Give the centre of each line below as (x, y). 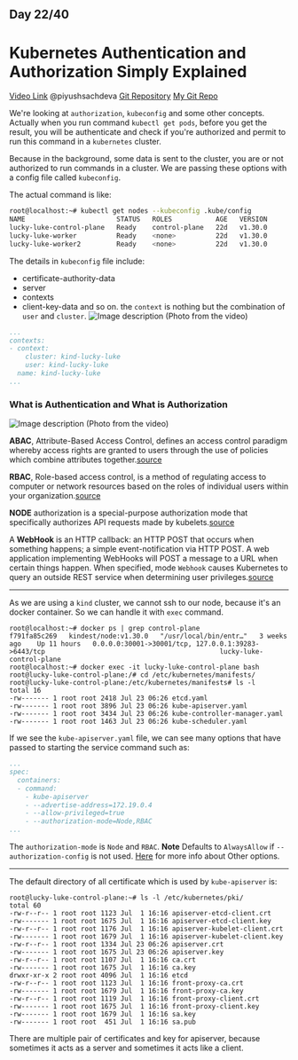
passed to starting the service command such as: (100, 748)
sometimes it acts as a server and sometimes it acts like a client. (126, 1048)
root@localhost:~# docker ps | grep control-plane (105, 629)
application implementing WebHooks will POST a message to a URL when (144, 559)
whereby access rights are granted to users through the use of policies (139, 451)
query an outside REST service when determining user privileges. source (141, 577)
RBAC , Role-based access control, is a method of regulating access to (138, 477)
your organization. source (55, 496)
